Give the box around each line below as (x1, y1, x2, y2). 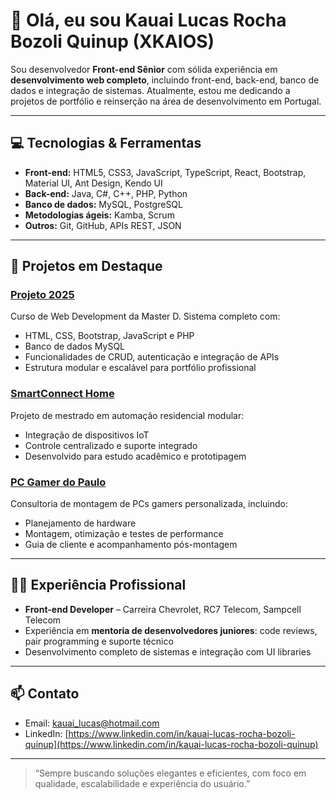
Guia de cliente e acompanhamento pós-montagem (24, 539, 238, 551)
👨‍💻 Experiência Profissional (10, 577, 187, 594)
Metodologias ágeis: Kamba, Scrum (24, 209, 175, 221)
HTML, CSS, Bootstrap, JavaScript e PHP (24, 330, 195, 342)
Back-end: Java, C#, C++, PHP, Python (24, 187, 188, 199)
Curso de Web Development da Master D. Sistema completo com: (10, 310, 281, 323)
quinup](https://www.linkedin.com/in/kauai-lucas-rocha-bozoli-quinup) (24, 738, 319, 750)
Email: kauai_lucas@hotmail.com (24, 717, 160, 729)
